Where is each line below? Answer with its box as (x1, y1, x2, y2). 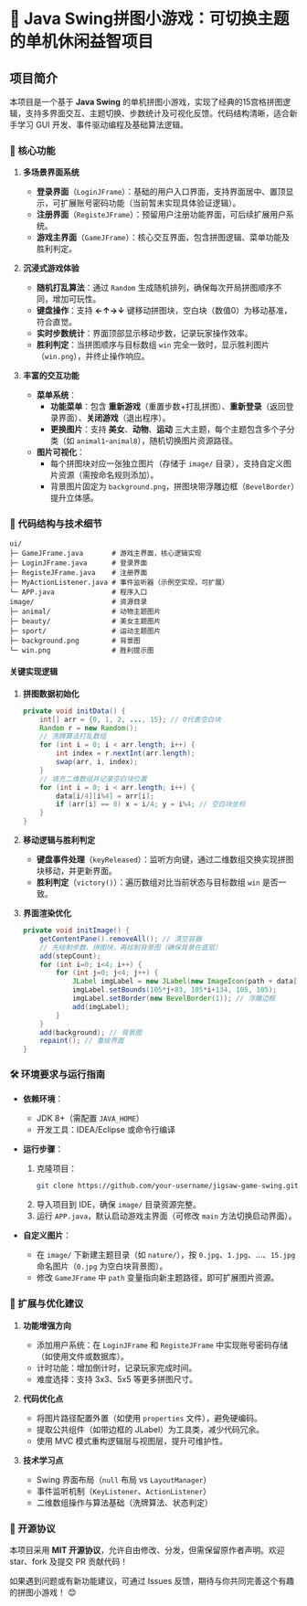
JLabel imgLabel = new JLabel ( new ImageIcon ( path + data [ (71, 977, 298, 986)
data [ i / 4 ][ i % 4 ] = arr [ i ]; (56, 792, 155, 801)
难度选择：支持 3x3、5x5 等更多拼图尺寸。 (36, 1373, 198, 1385)
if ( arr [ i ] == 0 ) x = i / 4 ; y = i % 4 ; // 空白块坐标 (56, 800, 246, 809)
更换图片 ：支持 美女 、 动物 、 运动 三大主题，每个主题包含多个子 (49, 424, 288, 435)
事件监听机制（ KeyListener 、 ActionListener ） (36, 1485, 212, 1496)
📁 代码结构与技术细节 (9, 517, 102, 530)
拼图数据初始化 (22, 687, 79, 699)
